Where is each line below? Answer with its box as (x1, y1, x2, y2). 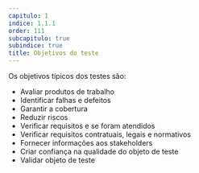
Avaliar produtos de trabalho (19, 87, 115, 97)
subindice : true (8, 42, 63, 50)
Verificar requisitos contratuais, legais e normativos (19, 130, 192, 139)
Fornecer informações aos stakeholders (19, 138, 153, 147)
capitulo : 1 (8, 11, 48, 20)
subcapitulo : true (8, 34, 70, 43)
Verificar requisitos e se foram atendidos (19, 122, 155, 130)
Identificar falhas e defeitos (19, 96, 111, 105)
